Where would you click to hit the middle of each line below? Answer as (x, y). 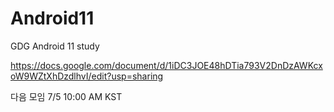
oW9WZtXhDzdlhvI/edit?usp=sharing (87, 76)
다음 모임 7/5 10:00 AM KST (66, 96)
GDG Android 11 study (55, 46)
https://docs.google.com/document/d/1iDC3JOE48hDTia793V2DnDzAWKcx (166, 65)
